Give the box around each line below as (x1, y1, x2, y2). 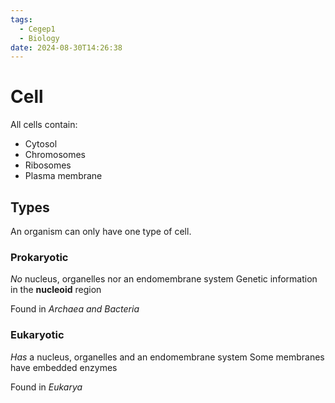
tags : (10, 14, 33, 25)
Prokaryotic (10, 250, 69, 264)
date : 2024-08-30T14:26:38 (10, 42, 123, 53)
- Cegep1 (19, 24, 56, 34)
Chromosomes (24, 149, 86, 161)
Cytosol (24, 138, 58, 150)
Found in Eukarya (10, 381, 83, 393)
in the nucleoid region (10, 284, 102, 296)
